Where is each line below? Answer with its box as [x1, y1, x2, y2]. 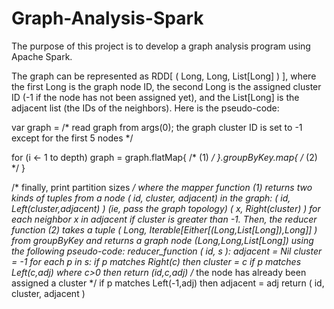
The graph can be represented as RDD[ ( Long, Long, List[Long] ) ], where [11, 70, 317, 82]
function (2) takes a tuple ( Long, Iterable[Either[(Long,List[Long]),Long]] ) [11, 223, 318, 236]
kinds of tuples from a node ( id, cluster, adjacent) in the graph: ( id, [11, 192, 291, 204]
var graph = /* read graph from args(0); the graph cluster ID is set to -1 [11, 121, 303, 133]
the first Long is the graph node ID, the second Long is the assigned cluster [11, 80, 322, 92]
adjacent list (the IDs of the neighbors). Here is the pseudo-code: [11, 102, 280, 114]
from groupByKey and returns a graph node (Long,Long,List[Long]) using [11, 234, 314, 246]
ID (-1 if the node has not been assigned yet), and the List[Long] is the [11, 91, 300, 103]
